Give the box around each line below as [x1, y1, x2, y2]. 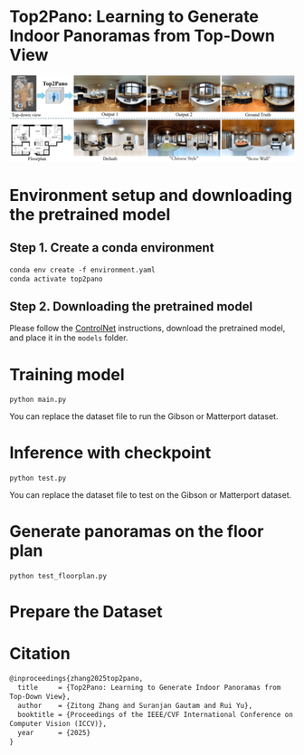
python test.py [9, 473, 67, 483]
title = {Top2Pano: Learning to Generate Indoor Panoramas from [17, 683, 281, 693]
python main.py [9, 396, 67, 405]
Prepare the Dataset [9, 602, 163, 622]
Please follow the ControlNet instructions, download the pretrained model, [9, 323, 286, 334]
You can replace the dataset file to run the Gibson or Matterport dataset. [9, 411, 279, 422]
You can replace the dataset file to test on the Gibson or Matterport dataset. [9, 490, 292, 501]
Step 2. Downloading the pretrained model [9, 299, 253, 314]
